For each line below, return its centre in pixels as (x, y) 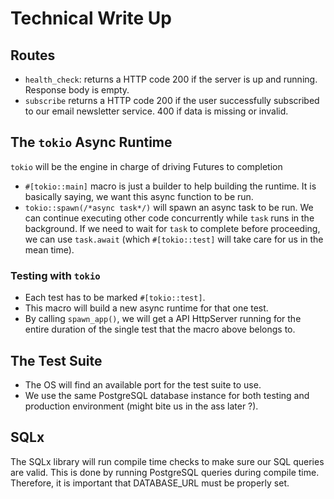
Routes (33, 55)
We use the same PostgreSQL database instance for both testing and (167, 395)
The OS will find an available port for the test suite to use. (143, 384)
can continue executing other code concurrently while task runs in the (169, 218)
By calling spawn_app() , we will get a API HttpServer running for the (163, 319)
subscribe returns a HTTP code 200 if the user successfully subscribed (172, 100)
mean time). (49, 249)
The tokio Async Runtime (91, 142)
